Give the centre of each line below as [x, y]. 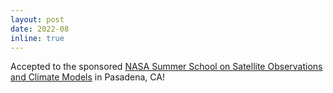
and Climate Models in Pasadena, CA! [87, 77]
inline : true [37, 38]
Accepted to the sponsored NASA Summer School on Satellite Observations [166, 67]
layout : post [37, 19]
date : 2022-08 [40, 29]
